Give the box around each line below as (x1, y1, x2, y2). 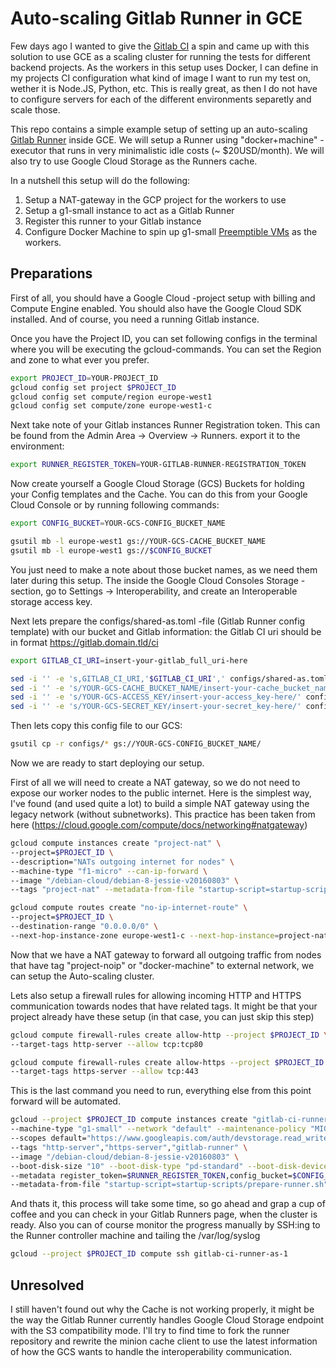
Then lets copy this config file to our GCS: (10, 720, 183, 732)
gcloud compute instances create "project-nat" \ (10, 838, 222, 848)
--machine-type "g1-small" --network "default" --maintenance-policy (10, 1124, 307, 1134)
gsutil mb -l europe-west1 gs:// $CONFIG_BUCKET (10, 545, 213, 556)
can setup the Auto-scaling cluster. (10, 970, 155, 982)
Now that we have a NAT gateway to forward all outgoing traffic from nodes (10, 948, 322, 961)
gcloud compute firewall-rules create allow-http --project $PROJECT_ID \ (10, 1030, 329, 1040)
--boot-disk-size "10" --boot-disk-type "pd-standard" (10, 1161, 244, 1171)
